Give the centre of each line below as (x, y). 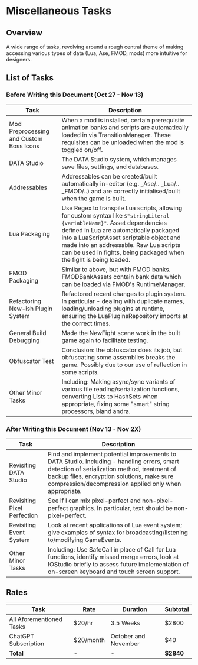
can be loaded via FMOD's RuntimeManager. (123, 284)
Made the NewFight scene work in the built (121, 333)
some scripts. (80, 372)
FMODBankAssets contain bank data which (121, 277)
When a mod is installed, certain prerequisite (123, 120)
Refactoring (25, 301)
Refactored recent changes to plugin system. (124, 294)
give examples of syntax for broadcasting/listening (118, 532)
